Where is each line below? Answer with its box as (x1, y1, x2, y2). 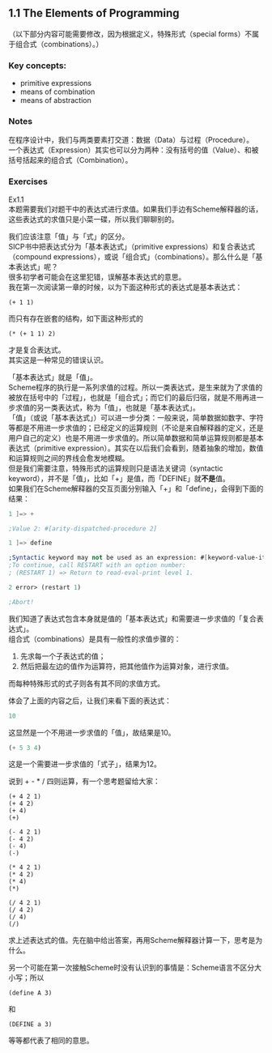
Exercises (8, 176, 49, 187)
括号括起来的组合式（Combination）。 (8, 156, 133, 165)
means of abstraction (19, 96, 91, 105)
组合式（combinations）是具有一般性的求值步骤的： (8, 633, 181, 643)
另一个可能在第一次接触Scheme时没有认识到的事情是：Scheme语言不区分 (8, 963, 255, 973)
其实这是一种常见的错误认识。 (8, 355, 108, 364)
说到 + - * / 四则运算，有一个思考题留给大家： (8, 777, 160, 787)
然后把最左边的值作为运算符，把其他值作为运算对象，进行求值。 (19, 661, 233, 671)
